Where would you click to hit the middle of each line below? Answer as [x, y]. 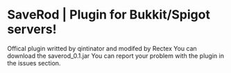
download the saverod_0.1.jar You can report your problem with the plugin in [115, 56]
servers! [32, 29]
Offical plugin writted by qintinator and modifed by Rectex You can [102, 48]
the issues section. [34, 63]
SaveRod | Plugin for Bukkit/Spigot [109, 15]
